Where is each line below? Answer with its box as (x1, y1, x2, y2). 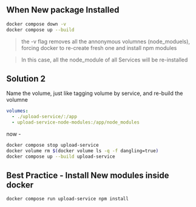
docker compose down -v (6, 21, 67, 27)
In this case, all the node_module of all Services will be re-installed (21, 56, 188, 63)
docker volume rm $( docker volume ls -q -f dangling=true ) (6, 147, 159, 154)
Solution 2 (6, 73, 46, 84)
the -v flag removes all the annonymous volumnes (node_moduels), (21, 38, 190, 45)
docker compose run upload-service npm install (6, 196, 129, 202)
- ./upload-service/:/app (12, 114, 78, 120)
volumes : (6, 108, 29, 114)
